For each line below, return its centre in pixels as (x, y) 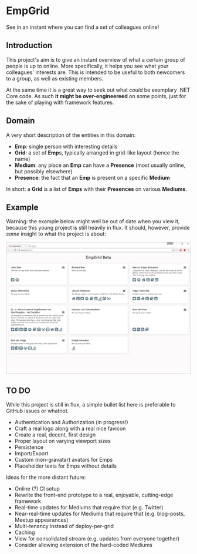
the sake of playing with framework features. (60, 102)
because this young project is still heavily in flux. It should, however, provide (98, 228)
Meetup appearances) (41, 520)
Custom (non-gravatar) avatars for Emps (64, 459)
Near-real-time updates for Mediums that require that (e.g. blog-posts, (100, 513)
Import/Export (31, 453)
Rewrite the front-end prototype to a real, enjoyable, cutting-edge (94, 495)
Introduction (29, 46)
